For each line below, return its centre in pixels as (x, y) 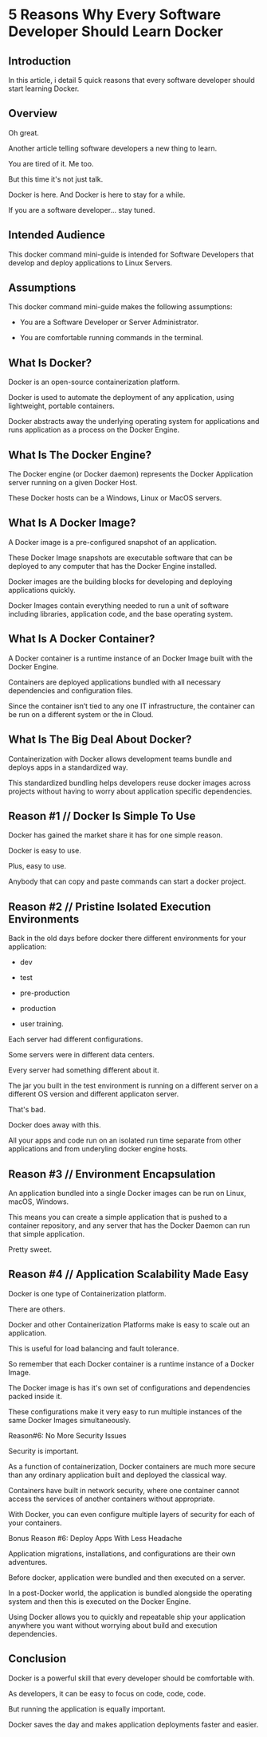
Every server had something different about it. (84, 1070)
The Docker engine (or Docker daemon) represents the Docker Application (131, 474)
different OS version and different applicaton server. (94, 1094)
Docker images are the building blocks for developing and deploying (120, 581)
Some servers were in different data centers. (82, 1055)
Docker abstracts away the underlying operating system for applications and (134, 422)
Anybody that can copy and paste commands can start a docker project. (127, 881)
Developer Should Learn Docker (116, 31)
